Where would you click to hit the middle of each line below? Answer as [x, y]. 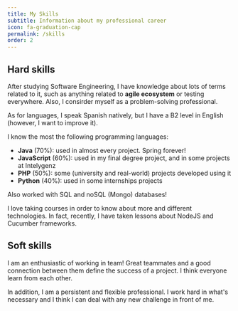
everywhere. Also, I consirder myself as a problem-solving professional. [113, 101]
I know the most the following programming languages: [88, 137]
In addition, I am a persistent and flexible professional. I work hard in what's [118, 292]
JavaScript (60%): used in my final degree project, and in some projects [124, 158]
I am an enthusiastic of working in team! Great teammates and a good [109, 263]
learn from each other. [40, 278]
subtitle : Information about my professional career [87, 21]
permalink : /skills [36, 34]
